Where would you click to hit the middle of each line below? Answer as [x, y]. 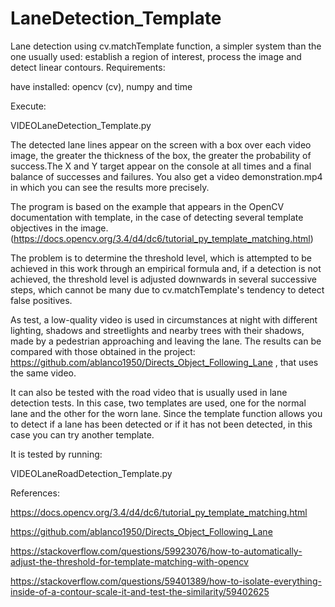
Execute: [28, 106]
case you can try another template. [82, 434]
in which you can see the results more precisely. [110, 187]
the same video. [43, 373]
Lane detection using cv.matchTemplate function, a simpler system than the [166, 46]
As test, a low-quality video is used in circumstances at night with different [164, 319]
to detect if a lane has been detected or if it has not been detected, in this [161, 424]
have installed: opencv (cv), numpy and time [101, 86]
